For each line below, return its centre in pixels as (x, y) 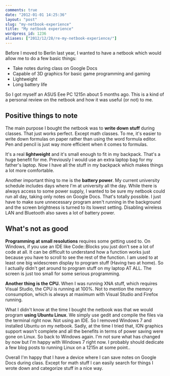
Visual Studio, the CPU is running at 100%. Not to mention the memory (79, 289)
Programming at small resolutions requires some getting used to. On (78, 241)
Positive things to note (41, 116)
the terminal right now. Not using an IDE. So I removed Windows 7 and (79, 320)
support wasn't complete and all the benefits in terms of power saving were (84, 331)
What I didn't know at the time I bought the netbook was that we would (79, 309)
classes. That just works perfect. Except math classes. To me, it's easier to (83, 133)
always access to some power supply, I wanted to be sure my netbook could (85, 191)
